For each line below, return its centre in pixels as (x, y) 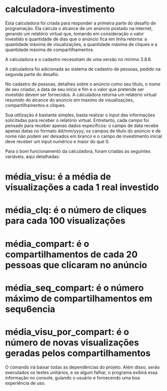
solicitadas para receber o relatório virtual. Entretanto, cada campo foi (77, 120)
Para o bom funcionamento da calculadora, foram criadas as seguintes (78, 151)
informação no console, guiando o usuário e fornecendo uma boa (73, 377)
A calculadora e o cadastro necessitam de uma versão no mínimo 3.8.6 (78, 59)
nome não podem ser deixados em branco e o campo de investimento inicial (83, 136)
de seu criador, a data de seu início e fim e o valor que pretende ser (75, 89)
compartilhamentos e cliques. (36, 105)
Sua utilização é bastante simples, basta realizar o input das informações (80, 115)
